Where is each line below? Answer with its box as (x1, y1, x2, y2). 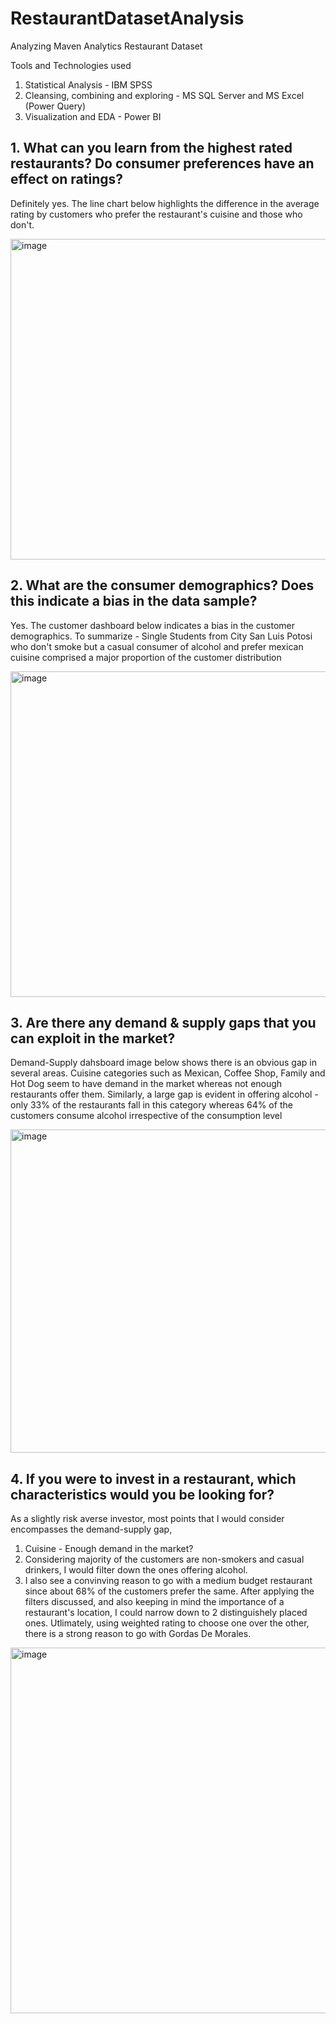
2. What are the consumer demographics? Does (10, 577, 315, 594)
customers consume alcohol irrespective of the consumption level (10, 1110, 283, 1122)
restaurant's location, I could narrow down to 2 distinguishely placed (24, 1607, 308, 1619)
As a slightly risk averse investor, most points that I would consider (10, 1513, 285, 1525)
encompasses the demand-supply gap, (10, 1523, 173, 1536)
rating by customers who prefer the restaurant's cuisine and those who (10, 208, 303, 220)
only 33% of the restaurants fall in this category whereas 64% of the (10, 1099, 293, 1111)
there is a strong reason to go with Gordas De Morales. (24, 1628, 252, 1640)
